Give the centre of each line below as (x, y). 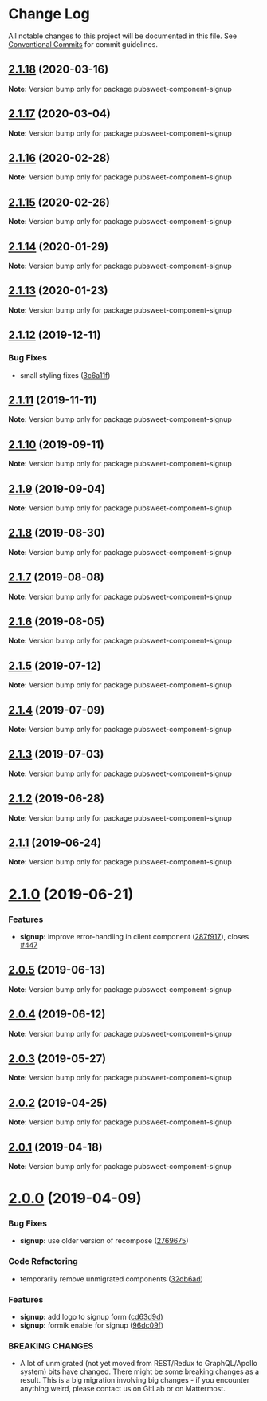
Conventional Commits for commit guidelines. (83, 44)
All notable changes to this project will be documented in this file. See (123, 36)
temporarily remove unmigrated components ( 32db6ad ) (111, 1279)
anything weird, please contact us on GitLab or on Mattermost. (122, 1389)
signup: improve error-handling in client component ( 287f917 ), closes (134, 936)
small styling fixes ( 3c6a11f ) (65, 375)
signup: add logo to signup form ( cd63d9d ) (91, 1317)
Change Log (49, 14)
